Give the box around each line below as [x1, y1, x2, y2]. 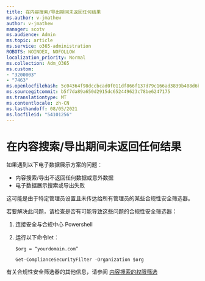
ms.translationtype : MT [6, 94, 67, 100]
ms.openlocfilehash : [6, 83, 59, 89]
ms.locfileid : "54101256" [6, 111, 72, 118]
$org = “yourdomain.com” [15, 246, 79, 252]
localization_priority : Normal [6, 54, 86, 61]
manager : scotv [6, 26, 45, 32]
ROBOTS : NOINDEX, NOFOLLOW [6, 49, 75, 55]
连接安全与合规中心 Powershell [15, 221, 93, 228]
